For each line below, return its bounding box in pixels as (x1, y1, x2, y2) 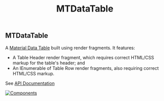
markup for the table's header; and (12, 60, 85, 66)
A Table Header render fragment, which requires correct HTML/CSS (12, 54, 154, 60)
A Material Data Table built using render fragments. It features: (5, 45, 135, 51)
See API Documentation (5, 80, 55, 86)
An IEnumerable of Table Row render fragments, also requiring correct (12, 65, 159, 71)
